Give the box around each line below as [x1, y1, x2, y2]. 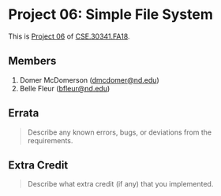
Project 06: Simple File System [8, 6, 213, 24]
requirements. [27, 135, 73, 145]
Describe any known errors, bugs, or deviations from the [27, 128, 212, 137]
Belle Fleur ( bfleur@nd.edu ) [19, 83, 110, 93]
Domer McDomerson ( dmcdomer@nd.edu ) [19, 75, 159, 84]
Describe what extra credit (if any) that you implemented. [27, 179, 214, 189]
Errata [8, 106, 39, 120]
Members [8, 54, 57, 68]
